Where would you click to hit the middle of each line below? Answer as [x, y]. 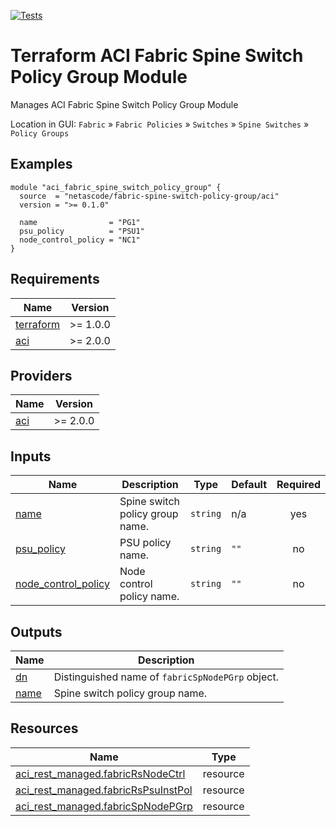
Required [298, 485]
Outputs [36, 631]
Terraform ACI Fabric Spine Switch [157, 56]
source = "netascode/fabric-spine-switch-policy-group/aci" [149, 196]
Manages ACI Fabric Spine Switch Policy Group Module [124, 104]
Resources [44, 728]
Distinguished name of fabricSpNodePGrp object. [166, 677]
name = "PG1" [80, 222]
